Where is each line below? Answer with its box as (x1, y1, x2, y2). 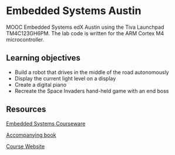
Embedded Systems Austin (6, 4, 142, 18)
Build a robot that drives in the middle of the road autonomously (14, 69, 169, 76)
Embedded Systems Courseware (6, 120, 86, 127)
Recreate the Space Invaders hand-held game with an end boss (14, 87, 169, 95)
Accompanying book (6, 131, 57, 139)
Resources (6, 105, 46, 114)
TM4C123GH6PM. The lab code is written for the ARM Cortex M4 (6, 29, 164, 36)
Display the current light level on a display (14, 75, 116, 82)
